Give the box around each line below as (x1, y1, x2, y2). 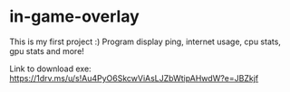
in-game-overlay (9, 6, 140, 27)
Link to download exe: (9, 63, 92, 74)
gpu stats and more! (9, 45, 84, 56)
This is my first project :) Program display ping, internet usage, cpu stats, (9, 36, 281, 47)
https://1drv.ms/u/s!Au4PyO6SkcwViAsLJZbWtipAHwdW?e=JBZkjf (9, 72, 259, 83)
